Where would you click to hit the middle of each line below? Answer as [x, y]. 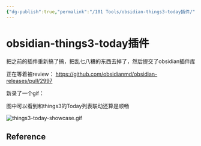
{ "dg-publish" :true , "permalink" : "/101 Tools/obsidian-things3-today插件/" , [102, 12]
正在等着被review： [30, 74]
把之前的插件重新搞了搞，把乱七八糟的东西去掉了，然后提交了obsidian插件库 [101, 61]
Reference [26, 137]
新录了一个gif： [25, 93]
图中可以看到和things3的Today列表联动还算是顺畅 [68, 106]
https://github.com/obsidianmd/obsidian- [106, 74]
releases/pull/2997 [29, 81]
